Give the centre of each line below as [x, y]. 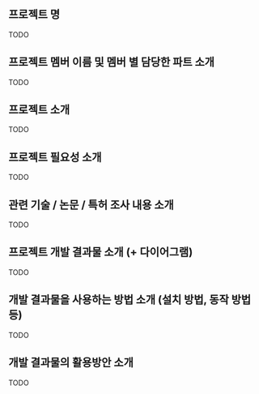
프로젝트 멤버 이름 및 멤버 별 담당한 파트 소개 [111, 62]
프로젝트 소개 [39, 110]
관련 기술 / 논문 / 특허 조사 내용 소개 [91, 205]
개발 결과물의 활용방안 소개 [71, 363]
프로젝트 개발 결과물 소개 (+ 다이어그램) [101, 253]
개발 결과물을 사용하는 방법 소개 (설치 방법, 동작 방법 [130, 300]
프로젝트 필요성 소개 [55, 157]
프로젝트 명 [34, 15]
